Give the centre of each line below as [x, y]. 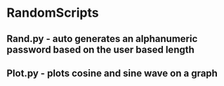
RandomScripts [53, 13]
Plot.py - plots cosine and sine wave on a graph [112, 73]
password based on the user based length [100, 49]
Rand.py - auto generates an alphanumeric [102, 39]
